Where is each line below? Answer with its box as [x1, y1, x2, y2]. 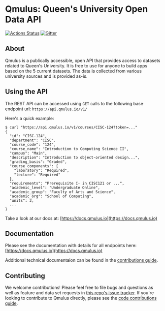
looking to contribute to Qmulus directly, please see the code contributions [5, 295, 157, 301]
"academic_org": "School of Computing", [9, 193, 94, 199]
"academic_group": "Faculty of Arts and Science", [9, 189, 116, 194]
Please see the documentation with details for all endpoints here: [5, 243, 137, 249]
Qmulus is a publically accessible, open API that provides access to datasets [5, 58, 161, 63]
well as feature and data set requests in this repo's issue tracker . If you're [5, 290, 154, 296]
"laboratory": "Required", [14, 168, 69, 173]
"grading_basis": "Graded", [9, 159, 67, 164]
